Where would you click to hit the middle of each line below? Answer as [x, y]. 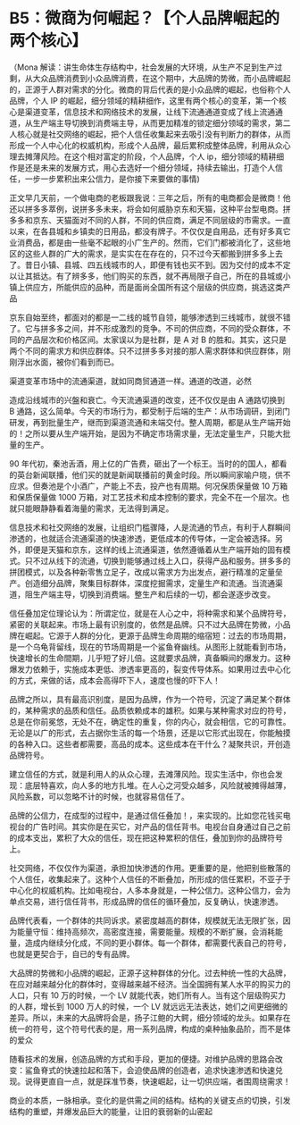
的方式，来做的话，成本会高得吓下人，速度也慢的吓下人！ [115, 680]
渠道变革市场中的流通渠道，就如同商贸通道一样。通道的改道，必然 [130, 381]
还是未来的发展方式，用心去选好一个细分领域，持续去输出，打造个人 [150, 167]
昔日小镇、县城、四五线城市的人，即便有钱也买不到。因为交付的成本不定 [158, 264]
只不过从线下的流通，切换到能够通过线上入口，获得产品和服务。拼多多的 [158, 560]
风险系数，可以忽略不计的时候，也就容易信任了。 [99, 796]
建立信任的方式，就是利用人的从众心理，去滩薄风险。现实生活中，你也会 [142, 774]
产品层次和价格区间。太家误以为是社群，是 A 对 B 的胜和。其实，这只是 [156, 340]
